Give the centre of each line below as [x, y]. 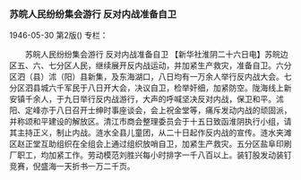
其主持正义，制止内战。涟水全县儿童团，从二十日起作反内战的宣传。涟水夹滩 [150, 133]
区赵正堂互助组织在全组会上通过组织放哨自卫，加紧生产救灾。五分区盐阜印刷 [150, 144]
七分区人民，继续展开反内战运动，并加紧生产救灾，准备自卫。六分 [170, 65]
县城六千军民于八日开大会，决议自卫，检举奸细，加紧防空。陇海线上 [158, 88]
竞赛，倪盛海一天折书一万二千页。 [72, 167]
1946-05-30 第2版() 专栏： [59, 35]
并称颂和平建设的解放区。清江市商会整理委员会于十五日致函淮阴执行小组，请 [150, 122]
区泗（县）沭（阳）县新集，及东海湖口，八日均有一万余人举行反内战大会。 [146, 77]
